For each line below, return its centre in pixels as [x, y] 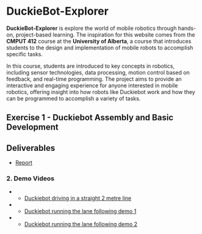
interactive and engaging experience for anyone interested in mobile [92, 85]
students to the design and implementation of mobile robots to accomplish [100, 48]
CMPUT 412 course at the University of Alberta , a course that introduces [99, 41]
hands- [187, 28]
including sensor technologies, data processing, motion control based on [98, 72]
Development [33, 127]
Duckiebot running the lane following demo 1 [80, 211]
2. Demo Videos [31, 178]
